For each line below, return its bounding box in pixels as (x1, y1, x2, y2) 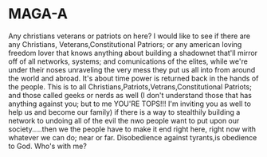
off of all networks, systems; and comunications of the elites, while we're (8, 57, 249, 66)
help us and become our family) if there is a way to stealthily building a (8, 107, 241, 116)
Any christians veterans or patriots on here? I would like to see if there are (8, 31, 251, 41)
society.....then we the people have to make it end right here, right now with (8, 124, 257, 134)
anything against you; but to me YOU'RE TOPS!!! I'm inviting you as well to (8, 99, 251, 108)
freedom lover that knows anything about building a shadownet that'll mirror (8, 48, 257, 57)
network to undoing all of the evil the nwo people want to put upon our (8, 116, 240, 125)
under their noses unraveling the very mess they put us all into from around (8, 65, 256, 74)
